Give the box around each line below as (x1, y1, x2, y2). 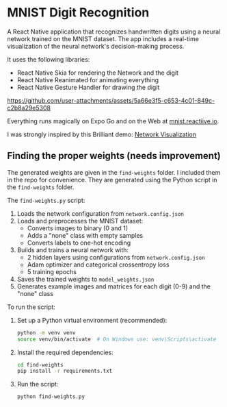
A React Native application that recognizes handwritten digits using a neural (7, 27, 221, 36)
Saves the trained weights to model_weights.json (16, 275, 155, 283)
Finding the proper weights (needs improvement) (7, 150, 221, 162)
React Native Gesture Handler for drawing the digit (16, 83, 160, 91)
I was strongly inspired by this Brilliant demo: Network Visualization (7, 130, 197, 138)
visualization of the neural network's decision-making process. (7, 42, 185, 50)
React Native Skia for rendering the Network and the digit (16, 69, 179, 77)
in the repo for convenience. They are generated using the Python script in (7, 175, 217, 184)
